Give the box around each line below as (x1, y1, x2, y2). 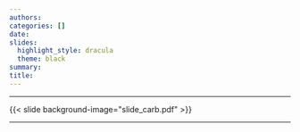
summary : (9, 63, 42, 72)
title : (9, 71, 34, 80)
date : (9, 29, 29, 38)
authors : (9, 12, 42, 22)
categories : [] (9, 21, 66, 30)
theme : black (17, 54, 66, 63)
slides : (9, 37, 38, 47)
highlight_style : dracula (17, 46, 114, 55)
